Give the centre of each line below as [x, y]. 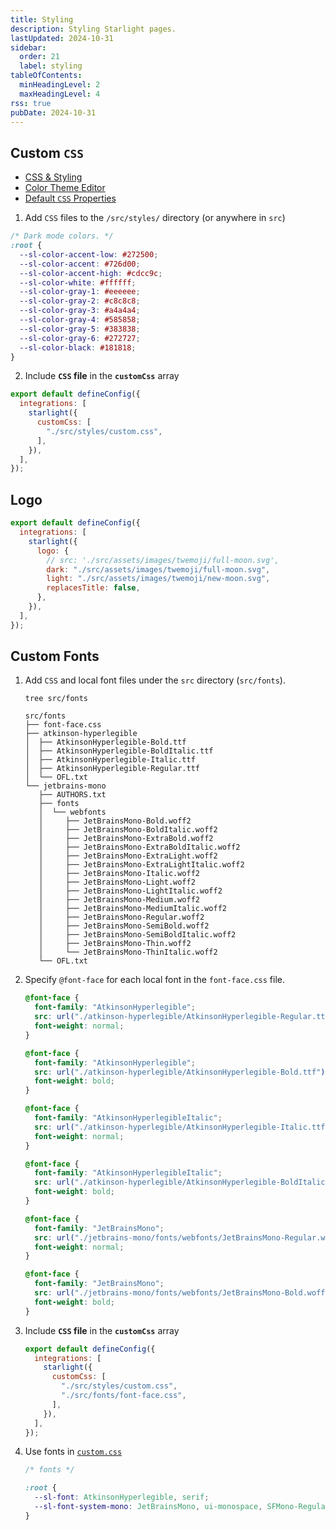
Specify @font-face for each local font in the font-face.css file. [154, 980]
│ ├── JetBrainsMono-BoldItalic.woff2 [128, 830]
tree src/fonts [56, 699]
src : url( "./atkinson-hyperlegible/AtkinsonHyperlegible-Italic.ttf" [182, 1127]
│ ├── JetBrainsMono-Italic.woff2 [119, 874]
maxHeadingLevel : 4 [60, 94]
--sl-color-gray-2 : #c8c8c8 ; [80, 301]
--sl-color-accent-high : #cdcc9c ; [91, 273]
